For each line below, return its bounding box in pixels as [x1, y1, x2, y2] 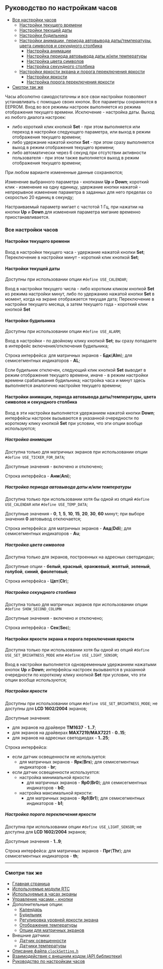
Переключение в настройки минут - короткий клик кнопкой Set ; [5, 254, 139, 260]
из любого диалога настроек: [5, 114, 66, 120]
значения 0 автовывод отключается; [5, 516, 81, 522]
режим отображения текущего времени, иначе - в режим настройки [5, 372, 148, 378]
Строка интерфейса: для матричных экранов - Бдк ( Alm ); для [5, 353, 132, 359]
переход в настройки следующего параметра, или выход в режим [12, 129, 151, 134]
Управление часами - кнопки [12, 896, 73, 902]
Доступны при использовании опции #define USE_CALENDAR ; [5, 276, 128, 282]
